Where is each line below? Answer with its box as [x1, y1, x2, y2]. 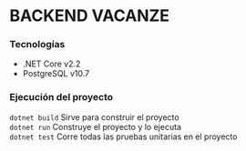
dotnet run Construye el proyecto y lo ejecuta [9, 121, 182, 132]
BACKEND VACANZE [9, 5, 170, 26]
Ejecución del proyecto [9, 91, 114, 104]
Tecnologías [9, 38, 66, 51]
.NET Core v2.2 [22, 58, 81, 69]
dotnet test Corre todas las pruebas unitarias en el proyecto [9, 131, 238, 142]
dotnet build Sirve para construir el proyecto [9, 111, 179, 123]
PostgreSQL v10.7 [22, 68, 90, 79]
